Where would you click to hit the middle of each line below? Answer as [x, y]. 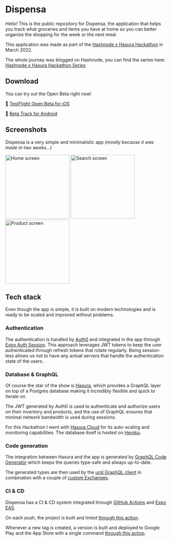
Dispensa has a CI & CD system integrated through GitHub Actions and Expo [86, 502]
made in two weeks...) [29, 148]
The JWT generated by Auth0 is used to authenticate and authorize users [83, 406]
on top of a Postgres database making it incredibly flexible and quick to [80, 391]
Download [22, 81]
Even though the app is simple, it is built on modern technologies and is [81, 309]
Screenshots [26, 130]
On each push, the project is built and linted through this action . [72, 517]
